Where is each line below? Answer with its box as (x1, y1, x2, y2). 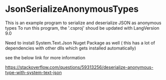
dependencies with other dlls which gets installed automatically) (5, 45, 136, 51)
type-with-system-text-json (5, 69, 62, 75)
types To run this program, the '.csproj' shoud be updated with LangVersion (5, 25, 160, 31)
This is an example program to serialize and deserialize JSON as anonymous (5, 20, 162, 26)
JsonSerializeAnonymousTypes (5, 3, 139, 15)
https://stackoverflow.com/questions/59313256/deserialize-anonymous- (5, 64, 154, 70)
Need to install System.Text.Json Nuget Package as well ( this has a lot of (5, 40, 155, 45)
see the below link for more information (5, 54, 86, 60)
